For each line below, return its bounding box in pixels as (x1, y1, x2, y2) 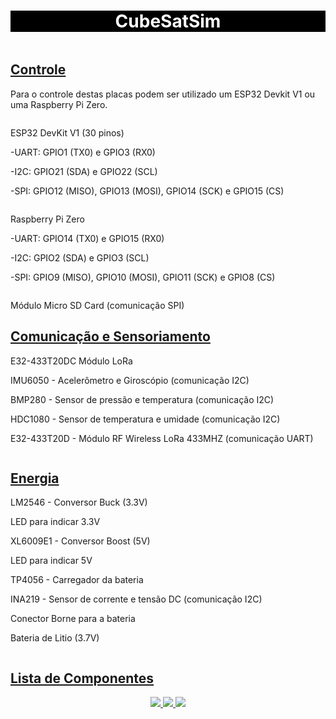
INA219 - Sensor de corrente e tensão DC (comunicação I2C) (10, 593, 263, 605)
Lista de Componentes (10, 670, 155, 687)
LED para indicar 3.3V (10, 516, 101, 528)
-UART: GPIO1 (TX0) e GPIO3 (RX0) (10, 146, 156, 158)
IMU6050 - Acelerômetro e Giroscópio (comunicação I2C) (10, 374, 250, 386)
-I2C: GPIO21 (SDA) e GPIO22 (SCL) (10, 165, 158, 177)
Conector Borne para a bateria (10, 613, 136, 625)
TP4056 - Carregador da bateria (10, 574, 144, 586)
